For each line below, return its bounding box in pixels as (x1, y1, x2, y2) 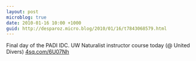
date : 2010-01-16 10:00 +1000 (6, 20, 82, 26)
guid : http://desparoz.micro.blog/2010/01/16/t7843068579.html (6, 25, 167, 32)
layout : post (6, 8, 39, 15)
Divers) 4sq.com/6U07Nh (6, 48, 70, 56)
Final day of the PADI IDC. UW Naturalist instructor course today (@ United (6, 42, 190, 49)
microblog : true (6, 14, 47, 20)
